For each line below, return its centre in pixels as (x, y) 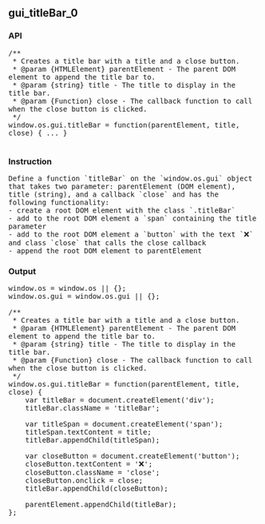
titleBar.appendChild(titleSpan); (93, 440)
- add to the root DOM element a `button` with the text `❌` (131, 234)
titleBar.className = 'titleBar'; (93, 408)
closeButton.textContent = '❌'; (89, 464)
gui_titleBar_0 (43, 13)
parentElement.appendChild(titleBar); (101, 505)
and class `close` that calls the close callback (107, 242)
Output (22, 271)
